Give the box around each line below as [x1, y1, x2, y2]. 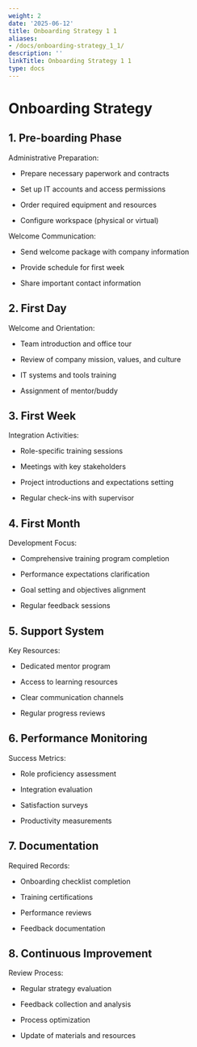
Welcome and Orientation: [8, 323, 95, 332]
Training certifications [19, 892, 94, 901]
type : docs [8, 65, 45, 73]
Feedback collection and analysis [19, 999, 132, 1009]
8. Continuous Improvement [8, 947, 153, 960]
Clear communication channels [19, 693, 124, 702]
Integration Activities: [8, 430, 79, 441]
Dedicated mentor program [19, 661, 111, 671]
